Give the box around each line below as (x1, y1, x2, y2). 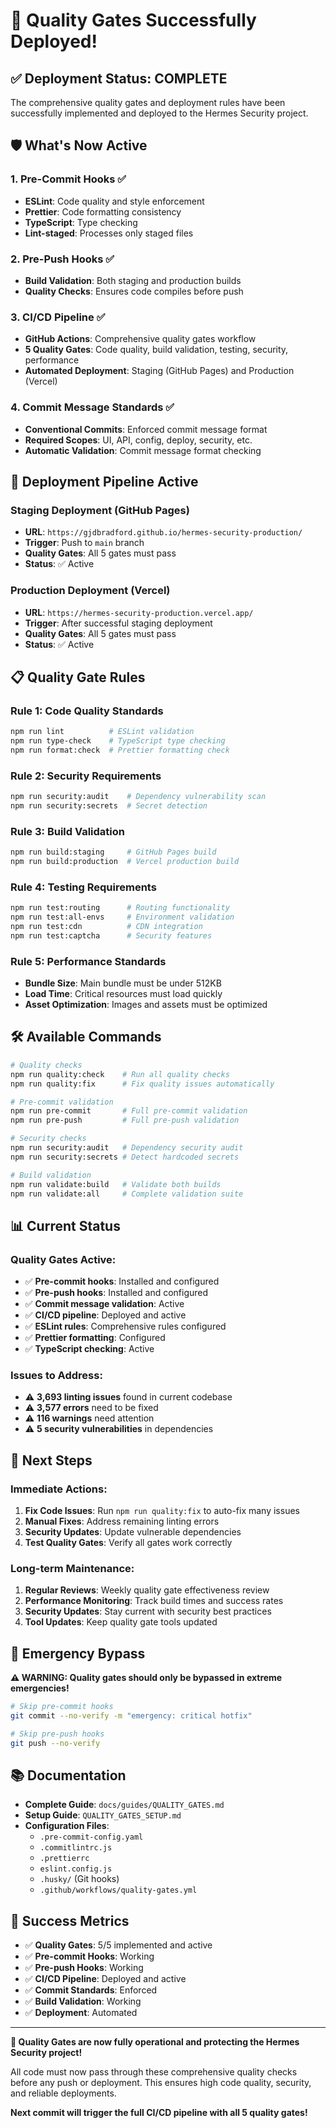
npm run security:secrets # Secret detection (10, 801, 208, 811)
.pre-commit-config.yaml (39, 1832, 144, 1843)
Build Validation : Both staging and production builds (24, 274, 242, 286)
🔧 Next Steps (10, 1452, 93, 1469)
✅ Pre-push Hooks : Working (24, 1962, 144, 1974)
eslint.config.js (39, 1864, 113, 1874)
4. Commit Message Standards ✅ (10, 400, 175, 414)
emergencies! (10, 1682, 70, 1694)
